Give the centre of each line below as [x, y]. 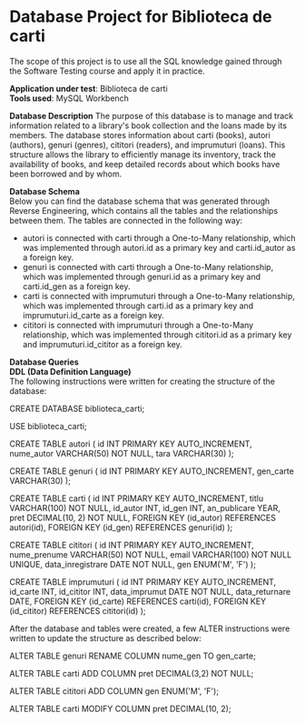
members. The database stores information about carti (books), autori [140, 135]
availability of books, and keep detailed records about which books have [145, 164]
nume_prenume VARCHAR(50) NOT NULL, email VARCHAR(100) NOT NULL [151, 554]
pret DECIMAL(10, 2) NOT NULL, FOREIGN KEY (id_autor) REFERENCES [143, 517]
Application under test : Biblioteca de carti [89, 88]
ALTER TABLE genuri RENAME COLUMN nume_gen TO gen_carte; [133, 656]
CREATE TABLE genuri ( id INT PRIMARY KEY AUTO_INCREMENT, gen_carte [152, 471]
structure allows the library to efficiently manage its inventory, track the [143, 154]
